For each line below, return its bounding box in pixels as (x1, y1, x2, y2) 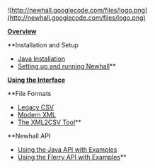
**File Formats (7, 90, 52, 97)
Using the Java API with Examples (17, 145, 117, 154)
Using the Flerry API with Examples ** (17, 153, 127, 161)
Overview (7, 28, 37, 35)
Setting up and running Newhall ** (17, 62, 116, 70)
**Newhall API (7, 132, 51, 140)
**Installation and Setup (7, 41, 79, 49)
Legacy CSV (17, 103, 54, 112)
